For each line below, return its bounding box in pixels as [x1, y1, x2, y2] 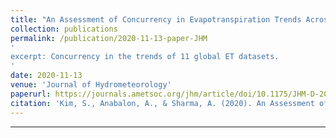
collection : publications [10, 24, 118, 34]
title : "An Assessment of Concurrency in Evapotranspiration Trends [10, 14, 302, 25]
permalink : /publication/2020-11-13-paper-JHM [10, 33, 208, 43]
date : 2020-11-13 [10, 71, 83, 81]
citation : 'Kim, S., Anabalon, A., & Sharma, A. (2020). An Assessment [10, 98, 315, 108]
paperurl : [10, 89, 52, 99]
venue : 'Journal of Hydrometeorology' [10, 80, 172, 90]
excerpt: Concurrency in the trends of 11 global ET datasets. [10, 52, 280, 62]
